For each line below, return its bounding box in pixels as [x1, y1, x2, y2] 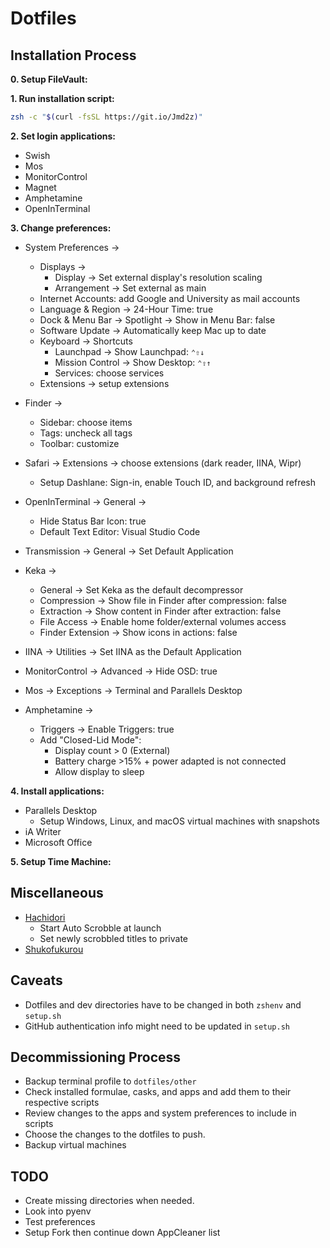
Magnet [24, 181, 57, 193]
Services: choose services [54, 367, 165, 379]
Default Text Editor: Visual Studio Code [39, 525, 201, 537]
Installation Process [10, 47, 137, 64]
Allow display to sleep [54, 765, 145, 777]
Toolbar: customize [39, 437, 120, 449]
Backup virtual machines [24, 1139, 127, 1151]
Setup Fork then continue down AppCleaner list [24, 1227, 221, 1239]
